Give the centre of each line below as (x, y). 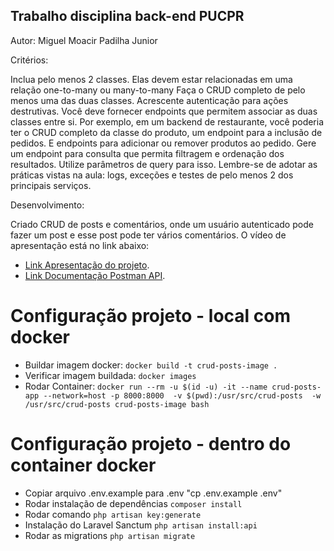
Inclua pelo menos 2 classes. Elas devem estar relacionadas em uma (151, 79)
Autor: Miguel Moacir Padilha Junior (84, 40)
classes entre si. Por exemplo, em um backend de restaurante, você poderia (167, 121)
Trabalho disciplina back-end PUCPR (127, 16)
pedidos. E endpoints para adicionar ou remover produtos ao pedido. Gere (163, 143)
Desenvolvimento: (47, 205)
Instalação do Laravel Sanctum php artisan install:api (141, 525)
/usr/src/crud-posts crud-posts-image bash (117, 404)
